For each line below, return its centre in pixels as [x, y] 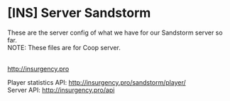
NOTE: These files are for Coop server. [64, 47]
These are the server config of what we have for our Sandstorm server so [115, 32]
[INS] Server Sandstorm [79, 13]
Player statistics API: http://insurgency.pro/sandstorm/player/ [97, 82]
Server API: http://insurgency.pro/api [61, 90]
